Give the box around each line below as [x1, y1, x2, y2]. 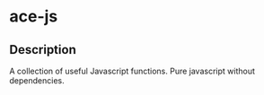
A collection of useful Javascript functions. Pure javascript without [9, 65, 256, 76]
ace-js [9, 6, 58, 27]
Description [9, 42, 76, 57]
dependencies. [9, 75, 65, 86]
